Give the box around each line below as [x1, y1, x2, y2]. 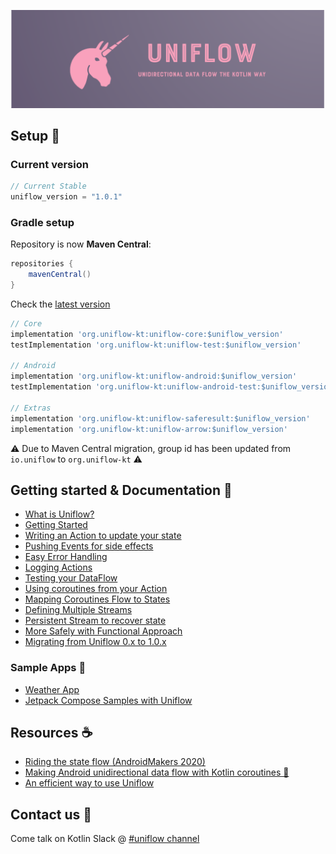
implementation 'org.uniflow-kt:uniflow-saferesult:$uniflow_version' [10, 413, 311, 424]
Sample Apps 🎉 [10, 661, 87, 675]
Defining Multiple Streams [24, 604, 133, 616]
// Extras [10, 403, 52, 413]
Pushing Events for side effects [24, 540, 154, 552]
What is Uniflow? [24, 508, 95, 520]
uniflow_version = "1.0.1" [10, 192, 123, 202]
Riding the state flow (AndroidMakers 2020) [24, 756, 206, 768]
